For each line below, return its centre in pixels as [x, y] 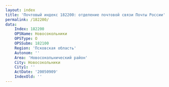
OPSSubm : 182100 [32, 43]
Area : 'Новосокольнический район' [51, 58]
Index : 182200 [29, 29]
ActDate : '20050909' [36, 72]
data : [11, 24]
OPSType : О [26, 39]
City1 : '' [25, 67]
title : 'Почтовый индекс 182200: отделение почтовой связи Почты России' [86, 15]
